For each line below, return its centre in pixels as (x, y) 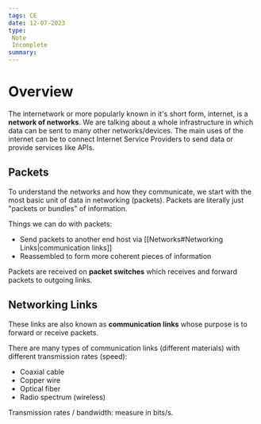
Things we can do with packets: (60, 224)
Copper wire (40, 380)
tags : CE (23, 15)
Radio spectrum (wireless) (62, 397)
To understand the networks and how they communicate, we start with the (130, 191)
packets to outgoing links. (50, 279)
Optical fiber (40, 388)
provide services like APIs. (52, 147)
